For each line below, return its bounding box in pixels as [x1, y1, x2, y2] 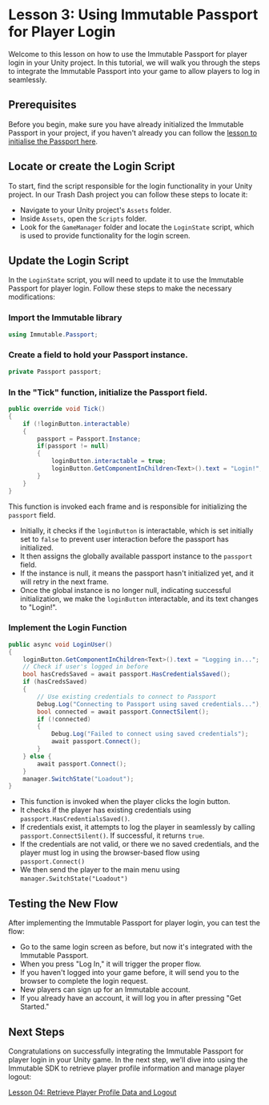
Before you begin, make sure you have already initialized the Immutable [8, 119, 244, 129]
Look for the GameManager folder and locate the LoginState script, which [19, 222, 255, 232]
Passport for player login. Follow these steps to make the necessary [8, 283, 232, 294]
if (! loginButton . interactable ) [22, 420, 130, 428]
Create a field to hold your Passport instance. [8, 349, 188, 360]
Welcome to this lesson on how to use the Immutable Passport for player [8, 49, 248, 59]
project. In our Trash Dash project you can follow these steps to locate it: [8, 189, 248, 199]
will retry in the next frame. [19, 576, 110, 587]
